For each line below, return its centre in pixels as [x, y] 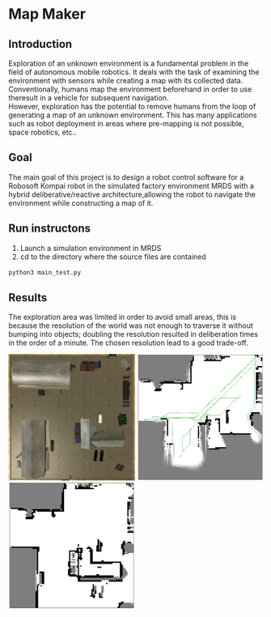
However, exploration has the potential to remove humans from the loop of [132, 106]
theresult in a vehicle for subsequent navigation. [89, 98]
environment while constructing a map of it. [81, 202]
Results [28, 298]
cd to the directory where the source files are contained [113, 257]
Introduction [40, 44]
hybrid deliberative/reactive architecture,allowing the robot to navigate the [132, 194]
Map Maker [47, 14]
